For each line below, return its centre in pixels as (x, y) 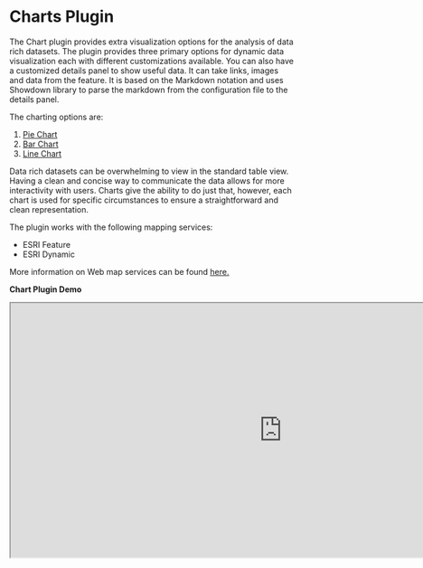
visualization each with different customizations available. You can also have (151, 61)
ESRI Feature (46, 244)
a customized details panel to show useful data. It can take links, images (144, 71)
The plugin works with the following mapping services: (111, 227)
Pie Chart (40, 134)
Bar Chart (40, 144)
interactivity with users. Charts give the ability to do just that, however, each (150, 190)
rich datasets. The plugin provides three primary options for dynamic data (147, 51)
